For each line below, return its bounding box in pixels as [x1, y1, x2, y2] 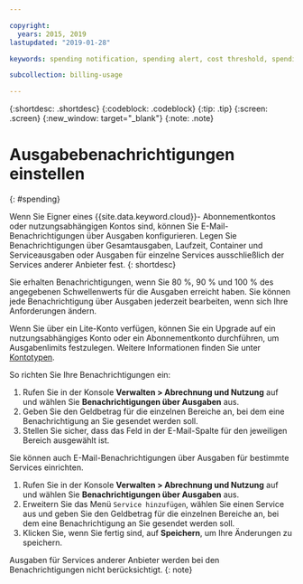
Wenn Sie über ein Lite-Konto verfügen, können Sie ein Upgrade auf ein [9, 323, 276, 334]
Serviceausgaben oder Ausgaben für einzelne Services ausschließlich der [9, 250, 285, 260]
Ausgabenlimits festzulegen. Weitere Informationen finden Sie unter [9, 343, 262, 353]
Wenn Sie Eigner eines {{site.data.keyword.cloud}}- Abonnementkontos [9, 212, 277, 222]
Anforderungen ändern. [9, 306, 97, 316]
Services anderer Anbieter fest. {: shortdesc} [9, 259, 177, 270]
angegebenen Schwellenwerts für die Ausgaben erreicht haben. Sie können [9, 287, 291, 297]
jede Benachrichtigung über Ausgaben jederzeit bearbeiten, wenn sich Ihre [9, 296, 289, 307]
